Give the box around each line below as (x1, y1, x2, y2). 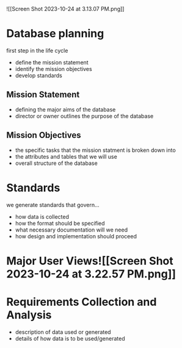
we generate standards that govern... (6, 201, 100, 208)
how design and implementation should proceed (15, 232, 137, 240)
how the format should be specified (15, 219, 105, 227)
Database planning (6, 27, 104, 40)
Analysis (6, 308, 52, 322)
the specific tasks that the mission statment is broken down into (15, 146, 176, 154)
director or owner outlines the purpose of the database (15, 112, 154, 119)
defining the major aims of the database (15, 105, 116, 113)
